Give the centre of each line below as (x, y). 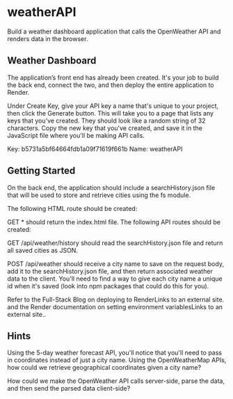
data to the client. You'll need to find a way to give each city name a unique (115, 279)
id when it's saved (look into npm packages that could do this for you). (108, 285)
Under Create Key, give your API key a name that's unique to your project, (113, 106)
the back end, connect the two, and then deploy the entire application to (111, 85)
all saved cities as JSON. (43, 250)
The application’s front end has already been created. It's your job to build (113, 77)
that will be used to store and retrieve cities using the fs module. (99, 195)
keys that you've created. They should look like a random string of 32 (107, 120)
